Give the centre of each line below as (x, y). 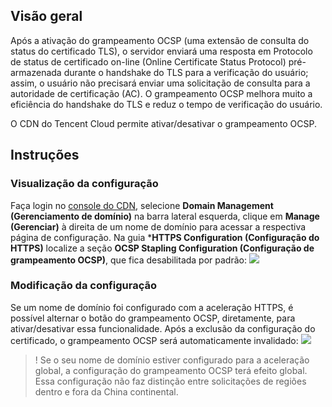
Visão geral (46, 16)
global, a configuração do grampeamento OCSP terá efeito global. (171, 370)
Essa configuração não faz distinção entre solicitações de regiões (170, 381)
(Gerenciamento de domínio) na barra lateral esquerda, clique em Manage (165, 216)
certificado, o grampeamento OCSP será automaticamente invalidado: (154, 340)
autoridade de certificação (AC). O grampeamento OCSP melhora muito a (161, 93)
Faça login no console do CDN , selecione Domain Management (142, 205)
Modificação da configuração (83, 286)
